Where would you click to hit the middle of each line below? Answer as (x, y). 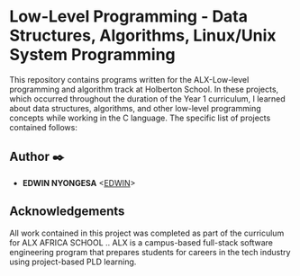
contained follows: (44, 127)
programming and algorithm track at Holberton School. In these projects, (144, 89)
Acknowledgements (67, 212)
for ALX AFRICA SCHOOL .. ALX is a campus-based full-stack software (141, 242)
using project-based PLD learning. (73, 262)
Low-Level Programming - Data (129, 17)
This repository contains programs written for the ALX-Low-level (129, 79)
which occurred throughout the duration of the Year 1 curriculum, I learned (147, 98)
